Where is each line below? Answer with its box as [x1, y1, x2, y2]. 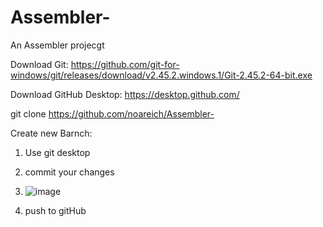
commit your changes [24, 166, 115, 178]
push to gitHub [24, 204, 87, 216]
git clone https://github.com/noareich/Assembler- [10, 107, 215, 120]
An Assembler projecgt [10, 39, 105, 51]
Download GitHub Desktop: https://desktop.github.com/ [10, 88, 240, 100]
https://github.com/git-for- [70, 58, 180, 70]
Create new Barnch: [10, 127, 93, 139]
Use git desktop [24, 146, 91, 158]
